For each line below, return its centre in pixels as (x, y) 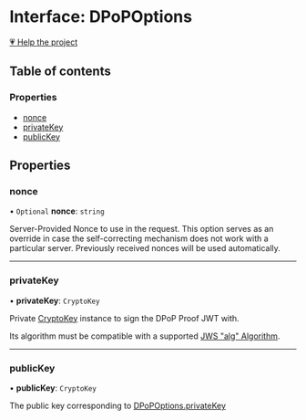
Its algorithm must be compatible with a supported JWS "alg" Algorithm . (145, 336)
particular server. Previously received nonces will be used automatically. (145, 248)
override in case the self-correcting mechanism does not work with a (139, 238)
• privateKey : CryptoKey (55, 300)
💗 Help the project (44, 42)
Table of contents (60, 72)
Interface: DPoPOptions (101, 17)
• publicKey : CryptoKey (53, 388)
